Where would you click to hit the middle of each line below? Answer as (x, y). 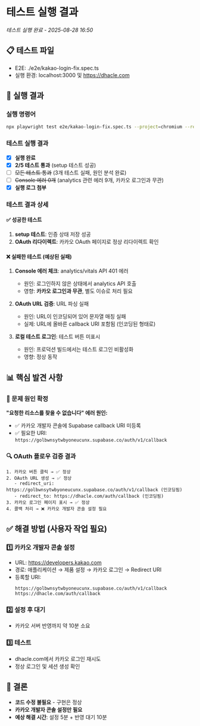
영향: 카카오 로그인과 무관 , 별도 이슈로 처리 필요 (78, 291)
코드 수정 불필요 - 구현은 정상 (48, 702)
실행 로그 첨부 (30, 187)
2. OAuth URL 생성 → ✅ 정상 (39, 479)
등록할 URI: (28, 577)
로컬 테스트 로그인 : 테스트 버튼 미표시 (57, 337)
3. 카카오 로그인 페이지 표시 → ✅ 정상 (48, 503)
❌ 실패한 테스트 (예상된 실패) (39, 256)
